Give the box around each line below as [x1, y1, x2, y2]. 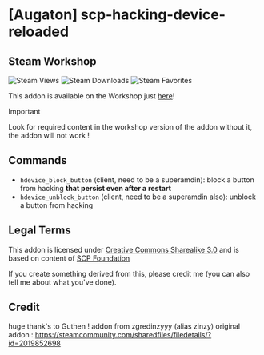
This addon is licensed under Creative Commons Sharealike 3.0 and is [8, 245, 240, 254]
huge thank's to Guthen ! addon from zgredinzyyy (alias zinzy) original [8, 321, 241, 331]
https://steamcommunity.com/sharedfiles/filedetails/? [34, 330, 212, 340]
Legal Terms [8, 224, 72, 237]
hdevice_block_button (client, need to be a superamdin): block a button [19, 174, 254, 185]
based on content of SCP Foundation [8, 253, 130, 263]
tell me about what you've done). [8, 277, 117, 287]
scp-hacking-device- [80, 6, 226, 24]
